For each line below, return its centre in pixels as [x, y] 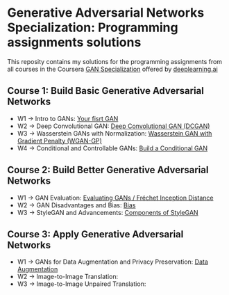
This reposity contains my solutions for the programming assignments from [115, 61]
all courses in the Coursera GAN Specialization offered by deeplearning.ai [113, 69]
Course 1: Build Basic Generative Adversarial [106, 91]
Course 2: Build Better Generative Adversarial [108, 170]
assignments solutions [74, 42]
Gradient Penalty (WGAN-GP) [59, 141]
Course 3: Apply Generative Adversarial [95, 234]
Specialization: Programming [93, 27]
